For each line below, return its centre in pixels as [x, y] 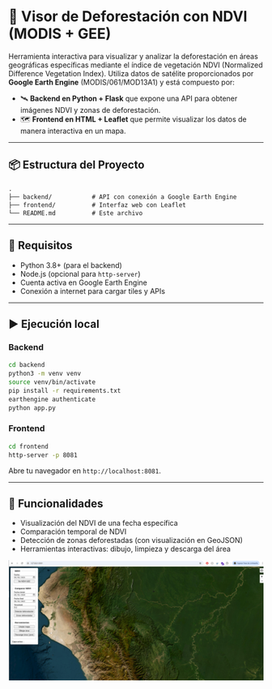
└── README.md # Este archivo [76, 213]
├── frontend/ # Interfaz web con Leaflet [97, 205]
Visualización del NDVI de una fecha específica [99, 523]
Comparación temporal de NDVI [73, 532]
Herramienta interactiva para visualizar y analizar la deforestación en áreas [134, 56]
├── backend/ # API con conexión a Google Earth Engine [123, 197]
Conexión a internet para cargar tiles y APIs [93, 291]
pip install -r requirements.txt [65, 390]
